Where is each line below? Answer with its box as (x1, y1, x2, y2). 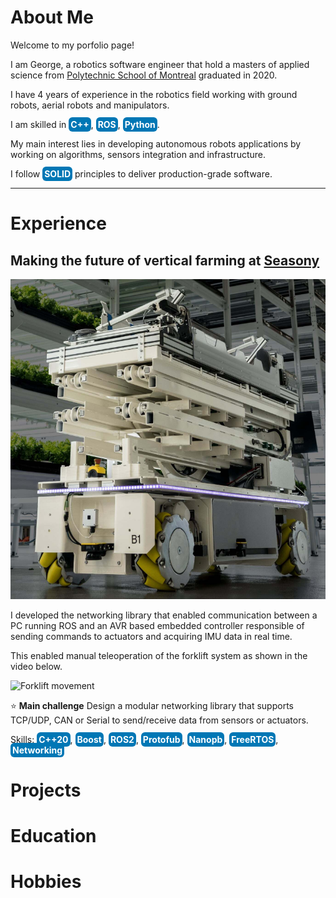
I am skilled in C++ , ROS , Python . (10, 118, 160, 130)
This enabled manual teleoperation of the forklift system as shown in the (10, 649, 308, 661)
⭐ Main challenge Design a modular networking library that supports (10, 699, 294, 711)
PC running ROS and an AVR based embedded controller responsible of (10, 619, 305, 631)
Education (10, 824, 97, 847)
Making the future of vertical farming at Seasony (10, 252, 320, 269)
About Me (10, 6, 94, 29)
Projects (10, 779, 82, 801)
